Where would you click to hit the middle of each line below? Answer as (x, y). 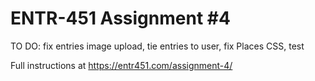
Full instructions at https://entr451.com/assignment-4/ (121, 65)
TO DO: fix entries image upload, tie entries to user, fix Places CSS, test (157, 46)
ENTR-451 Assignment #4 (120, 18)
